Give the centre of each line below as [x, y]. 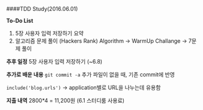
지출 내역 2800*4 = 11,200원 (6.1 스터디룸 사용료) [66, 101]
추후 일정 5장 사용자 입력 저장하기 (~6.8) [54, 61]
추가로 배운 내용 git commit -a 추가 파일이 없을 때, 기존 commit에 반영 [91, 75]
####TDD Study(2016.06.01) [42, 9]
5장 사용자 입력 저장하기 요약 [49, 33]
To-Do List [20, 20]
